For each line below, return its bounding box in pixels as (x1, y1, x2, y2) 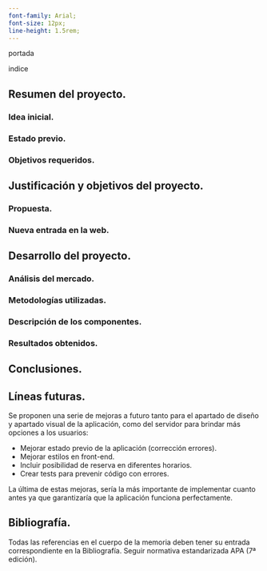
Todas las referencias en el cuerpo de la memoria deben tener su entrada (8, 537, 250, 547)
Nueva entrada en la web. (8, 224, 110, 235)
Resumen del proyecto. (8, 87, 126, 101)
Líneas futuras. (8, 389, 86, 403)
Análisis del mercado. (8, 273, 94, 284)
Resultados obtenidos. (8, 337, 98, 348)
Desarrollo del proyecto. (8, 249, 132, 263)
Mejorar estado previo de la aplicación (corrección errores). (19, 444, 217, 453)
